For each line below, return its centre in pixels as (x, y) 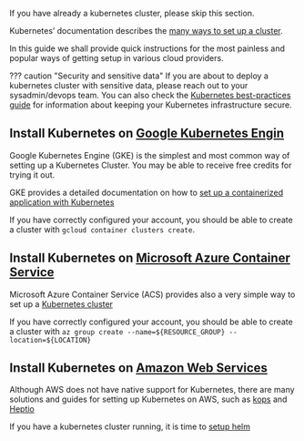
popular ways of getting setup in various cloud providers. (117, 58)
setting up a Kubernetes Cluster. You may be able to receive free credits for (151, 165)
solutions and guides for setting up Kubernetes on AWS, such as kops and (148, 399)
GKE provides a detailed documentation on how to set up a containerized (147, 192)
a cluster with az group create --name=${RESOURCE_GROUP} (117, 331)
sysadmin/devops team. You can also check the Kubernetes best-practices (150, 95)
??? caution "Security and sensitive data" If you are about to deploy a (139, 76)
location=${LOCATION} (51, 340)
